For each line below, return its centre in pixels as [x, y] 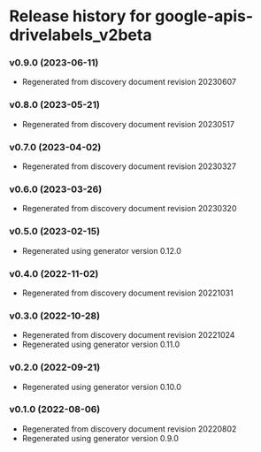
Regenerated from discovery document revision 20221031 [127, 293]
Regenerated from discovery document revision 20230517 [128, 124]
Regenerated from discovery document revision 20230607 [129, 82]
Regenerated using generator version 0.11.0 [101, 345]
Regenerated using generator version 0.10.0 [101, 387]
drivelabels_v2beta [81, 35]
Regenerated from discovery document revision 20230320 [129, 209]
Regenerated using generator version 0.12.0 [101, 250]
